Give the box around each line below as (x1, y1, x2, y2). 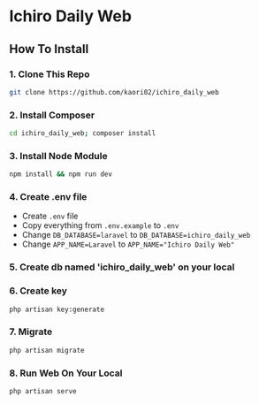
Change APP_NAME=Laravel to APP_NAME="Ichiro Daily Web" (21, 239, 235, 249)
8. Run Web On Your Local (9, 367, 123, 379)
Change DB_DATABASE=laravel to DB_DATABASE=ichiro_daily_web (21, 230, 251, 240)
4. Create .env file (9, 191, 88, 203)
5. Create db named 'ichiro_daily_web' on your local (9, 261, 235, 273)
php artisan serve (9, 386, 77, 395)
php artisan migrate (9, 346, 86, 354)
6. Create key (9, 285, 68, 297)
